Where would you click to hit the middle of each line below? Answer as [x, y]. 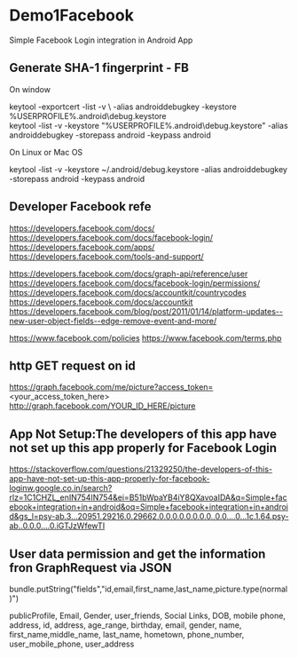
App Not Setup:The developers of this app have [143, 434]
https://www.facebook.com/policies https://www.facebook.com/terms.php [145, 337]
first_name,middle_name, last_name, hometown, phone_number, [127, 634]
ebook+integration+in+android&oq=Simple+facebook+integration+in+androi [149, 507]
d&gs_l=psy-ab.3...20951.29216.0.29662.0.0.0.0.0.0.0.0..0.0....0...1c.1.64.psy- [149, 517]
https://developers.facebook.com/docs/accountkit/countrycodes [128, 292]
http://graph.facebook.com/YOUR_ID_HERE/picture [102, 406]
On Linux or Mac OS [46, 152]
